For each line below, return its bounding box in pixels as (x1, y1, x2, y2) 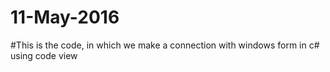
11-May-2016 (10, 6, 120, 29)
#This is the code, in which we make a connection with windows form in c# (10, 39, 320, 51)
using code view (10, 49, 78, 61)
